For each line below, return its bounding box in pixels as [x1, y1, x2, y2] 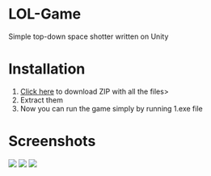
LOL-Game [8, 5, 82, 23]
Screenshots [8, 132, 96, 150]
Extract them [19, 94, 63, 105]
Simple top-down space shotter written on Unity [8, 31, 169, 41]
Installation [8, 60, 86, 78]
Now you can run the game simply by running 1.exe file [19, 103, 204, 113]
